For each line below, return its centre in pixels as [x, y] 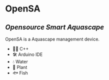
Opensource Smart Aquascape [54, 27]
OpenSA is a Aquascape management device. [52, 39]
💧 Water [20, 61]
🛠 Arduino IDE [27, 54]
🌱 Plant [20, 67]
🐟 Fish [20, 73]
